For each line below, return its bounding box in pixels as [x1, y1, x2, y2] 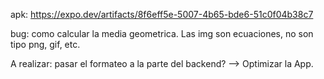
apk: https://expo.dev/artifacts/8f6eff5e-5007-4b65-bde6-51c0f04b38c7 [10, 9, 314, 20]
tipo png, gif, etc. [10, 39, 81, 50]
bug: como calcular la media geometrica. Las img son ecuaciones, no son [10, 28, 314, 39]
